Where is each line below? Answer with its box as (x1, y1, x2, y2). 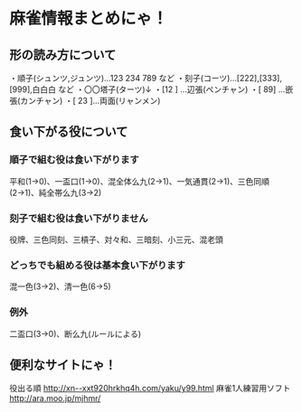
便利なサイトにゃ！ (9, 357, 117, 372)
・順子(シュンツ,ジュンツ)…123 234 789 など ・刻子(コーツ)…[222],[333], (9, 73, 283, 83)
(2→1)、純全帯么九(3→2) (9, 187, 102, 198)
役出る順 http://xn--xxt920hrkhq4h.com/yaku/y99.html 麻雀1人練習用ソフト (9, 383, 291, 394)
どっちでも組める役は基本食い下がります (9, 258, 185, 271)
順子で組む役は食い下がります (9, 154, 140, 166)
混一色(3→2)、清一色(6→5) (9, 281, 111, 292)
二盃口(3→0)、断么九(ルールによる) (9, 328, 142, 339)
